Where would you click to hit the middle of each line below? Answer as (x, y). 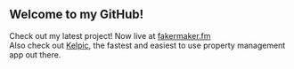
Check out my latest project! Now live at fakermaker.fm (110, 35)
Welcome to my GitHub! (77, 15)
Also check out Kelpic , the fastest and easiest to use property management (147, 45)
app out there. (35, 54)
